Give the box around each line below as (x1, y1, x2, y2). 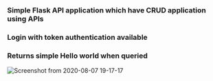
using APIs (7, 14, 44, 23)
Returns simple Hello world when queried (7, 51, 148, 60)
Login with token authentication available (7, 32, 148, 42)
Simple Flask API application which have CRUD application (7, 5, 206, 15)
